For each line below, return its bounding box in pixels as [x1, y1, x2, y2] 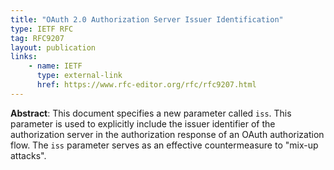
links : [10, 52, 38, 62]
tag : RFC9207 [10, 33, 65, 43]
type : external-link [36, 71, 123, 81]
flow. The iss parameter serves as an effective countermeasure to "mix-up [10, 139, 319, 151]
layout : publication [10, 42, 97, 53]
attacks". [10, 149, 47, 161]
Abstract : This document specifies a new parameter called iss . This [10, 107, 292, 119]
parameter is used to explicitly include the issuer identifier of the [10, 117, 276, 130]
